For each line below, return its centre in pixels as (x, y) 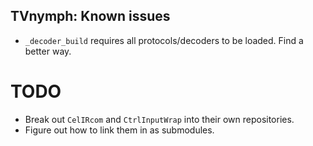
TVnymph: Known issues (90, 16)
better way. (48, 51)
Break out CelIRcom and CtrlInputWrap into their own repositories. (159, 119)
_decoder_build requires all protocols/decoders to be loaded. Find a (164, 40)
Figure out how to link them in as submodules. (119, 130)
